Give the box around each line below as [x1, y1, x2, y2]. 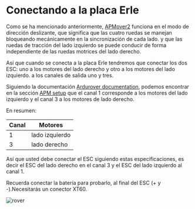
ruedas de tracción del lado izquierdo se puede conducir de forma [6, 42, 167, 49]
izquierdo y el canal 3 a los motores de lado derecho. [6, 95, 135, 103]
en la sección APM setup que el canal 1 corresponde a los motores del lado [6, 89, 188, 96]
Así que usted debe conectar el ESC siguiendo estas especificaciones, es [6, 155, 184, 162]
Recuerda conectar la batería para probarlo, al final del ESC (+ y [6, 179, 161, 186]
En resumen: [6, 107, 37, 114]
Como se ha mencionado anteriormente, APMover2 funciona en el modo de [6, 23, 189, 30]
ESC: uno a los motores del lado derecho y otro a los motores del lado [6, 65, 175, 72]
